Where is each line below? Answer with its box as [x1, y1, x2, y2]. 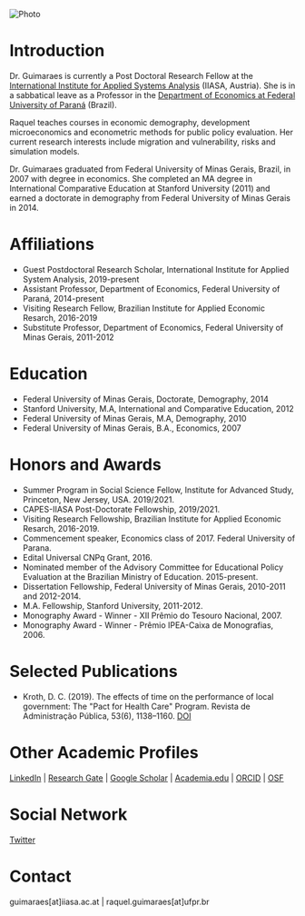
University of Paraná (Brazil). [9, 99, 118, 110]
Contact [9, 866, 72, 886]
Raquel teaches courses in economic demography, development [9, 116, 251, 127]
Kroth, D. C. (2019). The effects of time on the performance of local [22, 691, 274, 702]
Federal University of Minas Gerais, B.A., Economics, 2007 [22, 423, 242, 433]
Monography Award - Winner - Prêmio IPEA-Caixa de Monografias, [22, 619, 274, 631]
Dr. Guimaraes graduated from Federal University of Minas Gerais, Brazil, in [9, 164, 291, 174]
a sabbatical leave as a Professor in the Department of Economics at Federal [9, 89, 296, 100]
